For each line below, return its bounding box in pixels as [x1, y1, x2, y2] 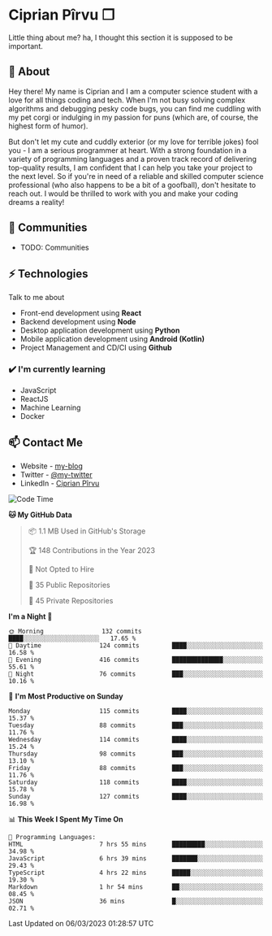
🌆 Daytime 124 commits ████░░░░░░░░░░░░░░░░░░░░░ [8, 642, 264, 650]
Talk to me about [8, 293, 65, 303]
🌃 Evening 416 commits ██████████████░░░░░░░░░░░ [8, 656, 264, 664]
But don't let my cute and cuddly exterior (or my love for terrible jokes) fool [8, 137, 259, 146]
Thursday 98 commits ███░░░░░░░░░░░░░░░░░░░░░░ [8, 750, 264, 758]
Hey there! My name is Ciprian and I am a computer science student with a [8, 86, 258, 96]
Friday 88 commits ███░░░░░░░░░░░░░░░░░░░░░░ [8, 764, 264, 773]
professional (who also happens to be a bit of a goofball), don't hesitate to [8, 180, 257, 189]
